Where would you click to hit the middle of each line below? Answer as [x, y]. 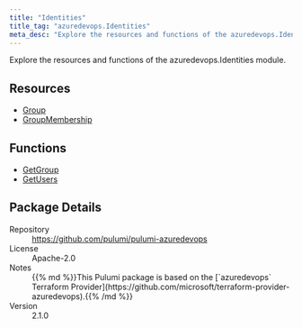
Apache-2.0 [54, 258]
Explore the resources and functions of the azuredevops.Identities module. [147, 60]
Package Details [55, 208]
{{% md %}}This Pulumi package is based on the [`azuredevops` [151, 277]
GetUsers [40, 179]
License [24, 248]
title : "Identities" [48, 18]
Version [23, 305]
